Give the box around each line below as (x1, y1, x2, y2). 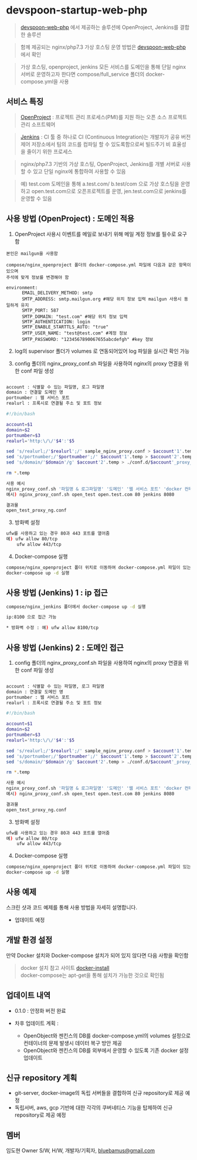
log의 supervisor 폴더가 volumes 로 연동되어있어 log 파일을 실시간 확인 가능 (14, 347, 190, 354)
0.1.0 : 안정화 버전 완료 (14, 1007, 66, 1014)
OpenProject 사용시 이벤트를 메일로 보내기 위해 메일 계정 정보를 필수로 (14, 230, 176, 238)
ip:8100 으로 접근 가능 (6, 614, 57, 620)
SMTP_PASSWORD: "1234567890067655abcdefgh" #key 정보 (21, 336, 154, 342)
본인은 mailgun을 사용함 (6, 251, 59, 256)
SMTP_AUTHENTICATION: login (21, 319, 91, 324)
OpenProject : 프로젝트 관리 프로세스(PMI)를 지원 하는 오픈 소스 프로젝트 (20, 113, 188, 120)
